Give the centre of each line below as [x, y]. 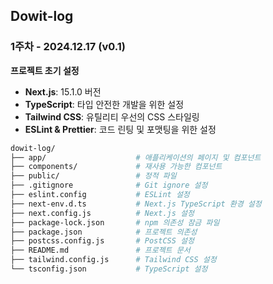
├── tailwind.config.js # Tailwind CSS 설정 [113, 260]
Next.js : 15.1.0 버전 [63, 91]
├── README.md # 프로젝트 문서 [100, 250]
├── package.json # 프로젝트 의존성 [104, 232]
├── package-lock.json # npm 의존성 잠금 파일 [115, 222]
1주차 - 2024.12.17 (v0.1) [68, 47]
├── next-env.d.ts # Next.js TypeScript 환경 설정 [136, 204]
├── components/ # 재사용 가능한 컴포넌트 [116, 167]
